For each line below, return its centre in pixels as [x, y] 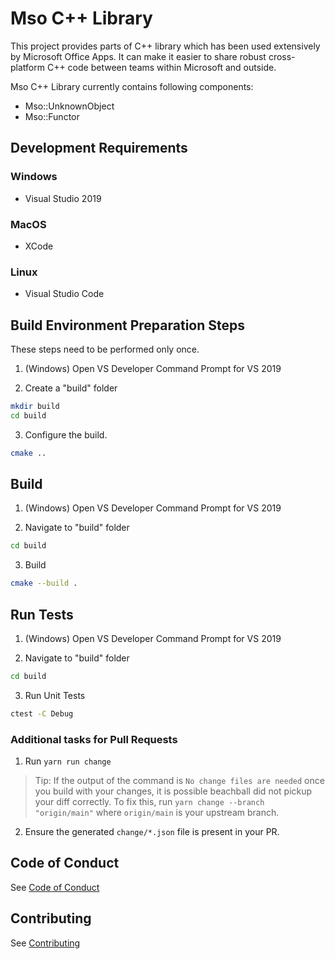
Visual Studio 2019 [63, 198]
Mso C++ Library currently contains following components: [132, 86]
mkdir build [35, 407]
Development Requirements [99, 148]
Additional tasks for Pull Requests [94, 739]
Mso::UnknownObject [69, 106]
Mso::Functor [52, 116]
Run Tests [42, 614]
